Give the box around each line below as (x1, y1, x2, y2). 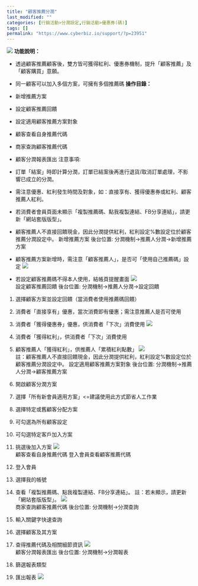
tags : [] (7, 25, 28, 31)
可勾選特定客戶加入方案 (15, 431, 73, 438)
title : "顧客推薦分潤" (7, 8, 57, 15)
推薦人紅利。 (15, 196, 47, 203)
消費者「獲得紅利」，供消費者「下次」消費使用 (15, 333, 127, 340)
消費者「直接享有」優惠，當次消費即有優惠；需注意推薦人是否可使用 (15, 308, 181, 315)
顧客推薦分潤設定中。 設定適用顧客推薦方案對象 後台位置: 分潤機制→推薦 (15, 360, 192, 368)
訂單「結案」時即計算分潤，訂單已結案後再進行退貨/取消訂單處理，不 (15, 168, 183, 175)
